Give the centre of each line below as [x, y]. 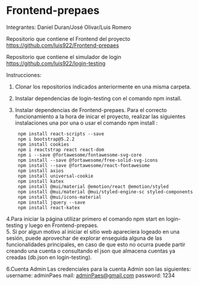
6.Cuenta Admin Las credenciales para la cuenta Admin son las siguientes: [99, 269]
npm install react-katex [49, 208]
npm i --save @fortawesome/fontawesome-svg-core [80, 155]
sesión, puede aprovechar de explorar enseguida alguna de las [84, 238]
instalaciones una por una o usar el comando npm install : [86, 123]
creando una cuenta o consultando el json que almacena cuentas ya [91, 251]
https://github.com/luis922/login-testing [56, 63]
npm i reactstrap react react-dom [61, 149]
